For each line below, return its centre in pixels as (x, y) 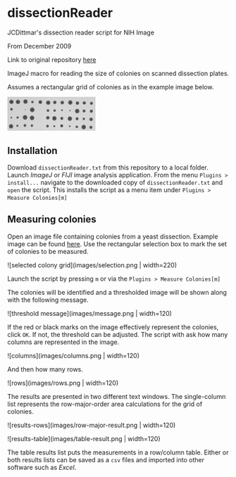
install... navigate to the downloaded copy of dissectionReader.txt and (115, 183)
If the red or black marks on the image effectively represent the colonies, (113, 327)
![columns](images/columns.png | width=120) (73, 355)
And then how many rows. (45, 369)
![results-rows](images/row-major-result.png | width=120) (92, 425)
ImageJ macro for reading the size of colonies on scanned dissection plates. (118, 73)
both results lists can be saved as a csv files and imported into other (106, 459)
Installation (32, 150)
